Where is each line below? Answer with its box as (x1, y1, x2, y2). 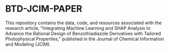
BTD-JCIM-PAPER (5, 3, 83, 15)
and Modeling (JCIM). (5, 41, 51, 47)
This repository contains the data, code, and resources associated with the (5, 20, 162, 26)
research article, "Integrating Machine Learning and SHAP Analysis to (5, 25, 151, 31)
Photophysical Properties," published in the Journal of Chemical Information (5, 36, 164, 42)
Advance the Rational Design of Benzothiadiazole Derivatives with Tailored (5, 30, 161, 36)
